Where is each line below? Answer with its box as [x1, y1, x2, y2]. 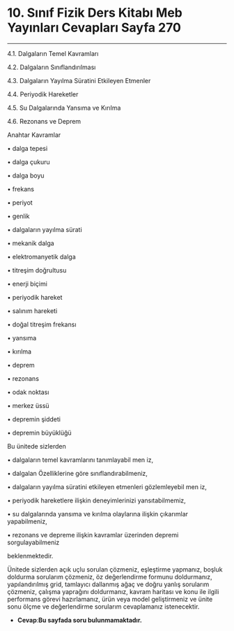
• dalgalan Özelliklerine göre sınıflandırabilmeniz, [7, 469, 148, 477]
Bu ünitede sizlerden [7, 442, 66, 450]
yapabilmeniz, [7, 517, 47, 525]
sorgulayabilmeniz [7, 538, 60, 546]
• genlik [7, 212, 30, 220]
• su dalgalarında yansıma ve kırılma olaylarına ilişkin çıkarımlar [7, 509, 189, 518]
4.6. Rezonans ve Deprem [7, 117, 81, 125]
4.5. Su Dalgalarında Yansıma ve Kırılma [7, 103, 121, 112]
